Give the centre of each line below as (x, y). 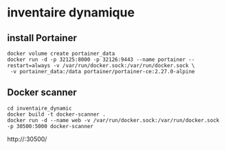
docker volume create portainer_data (61, 53)
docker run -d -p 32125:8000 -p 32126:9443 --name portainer (97, 60)
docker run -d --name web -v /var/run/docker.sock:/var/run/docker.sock (113, 120)
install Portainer (42, 38)
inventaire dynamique (71, 13)
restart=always (29, 66)
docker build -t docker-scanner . (57, 114)
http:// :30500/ (27, 139)
